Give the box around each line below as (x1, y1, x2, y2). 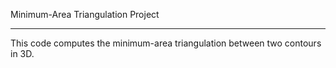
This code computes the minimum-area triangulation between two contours (10, 37, 322, 49)
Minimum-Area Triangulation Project (10, 9, 160, 20)
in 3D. (10, 48, 35, 59)
